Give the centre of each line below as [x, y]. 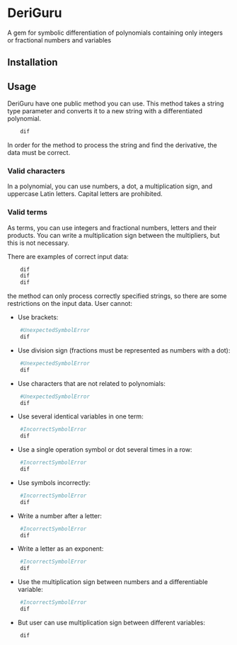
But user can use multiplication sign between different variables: [111, 622]
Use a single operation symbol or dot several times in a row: [105, 450]
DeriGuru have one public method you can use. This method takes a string [116, 103]
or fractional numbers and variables [59, 40]
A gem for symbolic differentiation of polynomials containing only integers [115, 33]
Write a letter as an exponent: [60, 549]
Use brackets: [38, 317]
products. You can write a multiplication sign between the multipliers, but [114, 235]
